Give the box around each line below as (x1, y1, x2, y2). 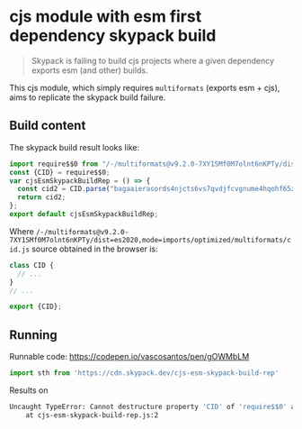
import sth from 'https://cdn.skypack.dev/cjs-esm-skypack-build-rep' (9, 369, 280, 378)
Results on (9, 385, 49, 396)
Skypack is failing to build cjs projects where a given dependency (31, 55, 275, 66)
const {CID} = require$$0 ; (9, 168, 111, 177)
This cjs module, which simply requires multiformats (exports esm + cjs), (9, 82, 280, 93)
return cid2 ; (17, 193, 67, 202)
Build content (9, 118, 86, 133)
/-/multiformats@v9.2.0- (35, 227, 129, 236)
